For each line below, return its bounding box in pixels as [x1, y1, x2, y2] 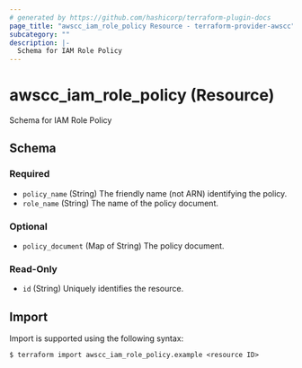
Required [9, 168, 50, 180]
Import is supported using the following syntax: [9, 333, 184, 344]
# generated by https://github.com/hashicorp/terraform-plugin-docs [9, 13, 271, 22]
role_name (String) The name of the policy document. [22, 197, 218, 208]
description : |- [9, 38, 70, 48]
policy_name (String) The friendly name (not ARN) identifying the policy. [22, 188, 288, 198]
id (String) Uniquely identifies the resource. [22, 284, 184, 294]
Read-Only [9, 262, 58, 275]
